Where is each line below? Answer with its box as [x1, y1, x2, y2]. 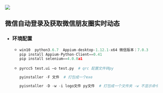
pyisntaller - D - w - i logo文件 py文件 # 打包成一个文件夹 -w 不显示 [19, 84, 152, 89]
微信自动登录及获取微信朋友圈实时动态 [5, 19, 120, 28]
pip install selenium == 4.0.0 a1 [19, 56, 83, 62]
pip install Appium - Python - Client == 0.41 [19, 52, 102, 57]
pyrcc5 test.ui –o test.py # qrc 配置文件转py [19, 66, 114, 71]
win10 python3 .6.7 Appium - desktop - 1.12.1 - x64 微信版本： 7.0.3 [19, 47, 149, 52]
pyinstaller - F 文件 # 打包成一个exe [19, 75, 93, 80]
